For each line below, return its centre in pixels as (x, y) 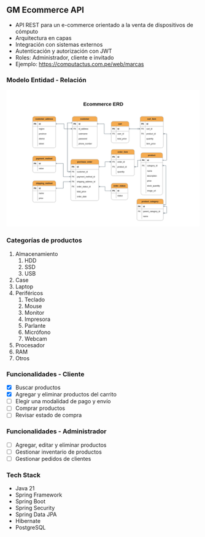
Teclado (34, 299)
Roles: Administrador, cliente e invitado (64, 57)
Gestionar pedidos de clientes (53, 458)
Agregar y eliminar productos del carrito (66, 395)
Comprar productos (40, 408)
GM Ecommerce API (45, 10)
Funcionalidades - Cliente (45, 374)
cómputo (27, 31)
